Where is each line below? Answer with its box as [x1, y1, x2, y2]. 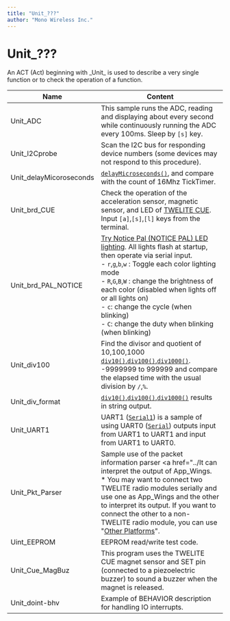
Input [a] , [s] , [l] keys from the [101, 214, 201, 223]
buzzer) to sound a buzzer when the [101, 574, 218, 584]
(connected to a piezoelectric [101, 566, 196, 575]
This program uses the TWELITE [101, 548, 205, 558]
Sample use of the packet [101, 449, 183, 459]
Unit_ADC [10, 116, 42, 126]
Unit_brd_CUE [10, 205, 55, 215]
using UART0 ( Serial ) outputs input [101, 421, 216, 431]
